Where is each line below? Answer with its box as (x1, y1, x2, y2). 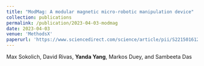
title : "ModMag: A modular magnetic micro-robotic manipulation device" (6, 8, 194, 15)
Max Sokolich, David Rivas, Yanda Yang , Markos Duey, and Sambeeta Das (6, 53, 192, 60)
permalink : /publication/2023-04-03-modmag (6, 20, 118, 26)
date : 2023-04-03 (6, 25, 50, 32)
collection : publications (6, 14, 72, 20)
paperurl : (6, 37, 32, 43)
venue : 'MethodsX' (6, 31, 53, 37)
